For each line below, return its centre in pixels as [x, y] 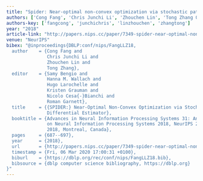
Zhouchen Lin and [69, 62]
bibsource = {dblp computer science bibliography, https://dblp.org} [101, 164]
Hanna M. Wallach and [74, 79]
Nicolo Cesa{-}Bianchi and [81, 96]
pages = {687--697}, [43, 135]
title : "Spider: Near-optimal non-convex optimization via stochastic [97, 12]
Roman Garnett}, [67, 101]
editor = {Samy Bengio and [50, 74]
